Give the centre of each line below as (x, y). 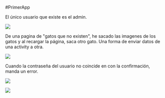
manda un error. (22, 71)
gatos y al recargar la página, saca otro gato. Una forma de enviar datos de (83, 41)
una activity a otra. (25, 47)
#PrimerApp (18, 7)
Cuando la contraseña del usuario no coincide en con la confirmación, (78, 66)
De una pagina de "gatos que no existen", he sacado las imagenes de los (80, 36)
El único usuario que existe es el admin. (46, 17)
